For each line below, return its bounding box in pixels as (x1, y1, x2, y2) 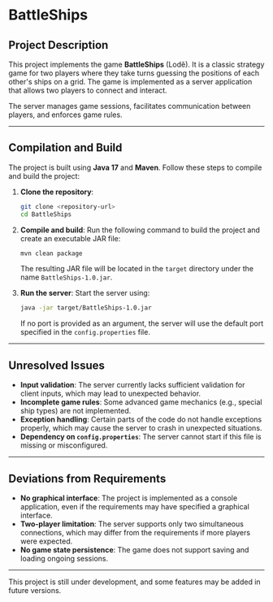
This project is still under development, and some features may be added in (8, 577, 262, 587)
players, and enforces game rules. (8, 110, 123, 119)
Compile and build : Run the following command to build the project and (19, 225, 260, 235)
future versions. (8, 585, 62, 595)
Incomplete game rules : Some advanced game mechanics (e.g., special (19, 397, 262, 407)
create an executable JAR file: (19, 233, 121, 243)
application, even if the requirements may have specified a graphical (19, 501, 249, 511)
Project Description (8, 38, 109, 52)
